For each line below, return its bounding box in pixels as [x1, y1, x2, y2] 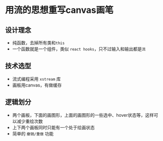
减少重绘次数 [16, 118, 43, 124]
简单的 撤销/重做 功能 [12, 131, 54, 137]
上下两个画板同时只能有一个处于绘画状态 [12, 124, 95, 130]
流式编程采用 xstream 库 [12, 76, 61, 82]
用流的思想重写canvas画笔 [5, 4, 114, 16]
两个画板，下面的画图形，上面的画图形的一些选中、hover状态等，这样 [12, 112, 154, 118]
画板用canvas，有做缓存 [12, 82, 62, 88]
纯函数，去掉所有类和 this [12, 40, 65, 46]
